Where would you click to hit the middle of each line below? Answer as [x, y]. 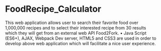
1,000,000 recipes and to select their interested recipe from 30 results [76, 27]
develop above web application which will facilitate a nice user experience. [80, 43]
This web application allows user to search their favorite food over [72, 23]
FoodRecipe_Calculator [53, 9]
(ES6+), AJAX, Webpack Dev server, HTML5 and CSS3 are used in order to [81, 38]
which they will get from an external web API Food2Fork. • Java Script [76, 33]
